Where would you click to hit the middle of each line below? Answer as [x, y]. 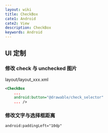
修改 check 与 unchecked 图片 [41, 68]
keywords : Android [24, 32]
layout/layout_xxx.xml [27, 79]
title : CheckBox [22, 14]
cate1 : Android [21, 19]
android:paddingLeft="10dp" [34, 126]
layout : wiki [18, 10]
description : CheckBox [28, 28]
